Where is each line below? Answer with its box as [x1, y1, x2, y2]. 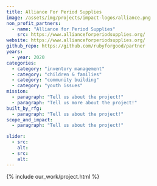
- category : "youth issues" [12, 83, 83, 89]
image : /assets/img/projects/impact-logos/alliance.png [6, 15, 151, 21]
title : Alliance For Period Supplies [6, 9, 102, 15]
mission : [6, 88, 29, 95]
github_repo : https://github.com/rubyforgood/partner [6, 43, 146, 49]
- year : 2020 [12, 54, 45, 60]
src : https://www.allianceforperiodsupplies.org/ [17, 32, 146, 38]
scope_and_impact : [6, 116, 53, 123]
